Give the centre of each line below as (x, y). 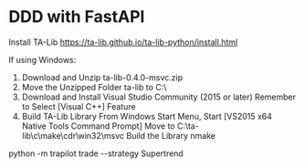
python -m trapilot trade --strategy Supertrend (96, 153)
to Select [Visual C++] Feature (79, 106)
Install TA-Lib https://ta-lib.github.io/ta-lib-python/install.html (123, 42)
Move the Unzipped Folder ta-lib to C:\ (94, 87)
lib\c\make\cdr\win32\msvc (73, 135)
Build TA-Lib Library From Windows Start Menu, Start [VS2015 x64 (147, 116)
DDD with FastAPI (77, 17)
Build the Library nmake (171, 135)
